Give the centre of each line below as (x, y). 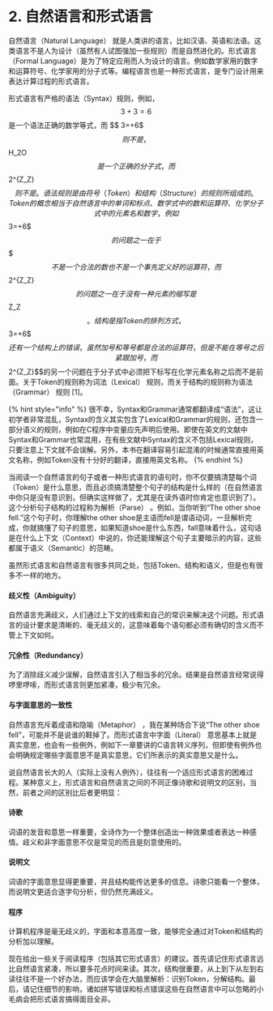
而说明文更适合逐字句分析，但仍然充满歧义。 (83, 891)
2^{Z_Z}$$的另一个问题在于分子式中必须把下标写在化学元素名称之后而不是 (132, 371)
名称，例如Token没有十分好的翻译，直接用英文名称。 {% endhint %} (129, 459)
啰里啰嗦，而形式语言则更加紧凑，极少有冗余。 (86, 685)
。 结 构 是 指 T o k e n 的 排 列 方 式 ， (136, 320)
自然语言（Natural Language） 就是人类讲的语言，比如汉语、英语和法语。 (132, 41)
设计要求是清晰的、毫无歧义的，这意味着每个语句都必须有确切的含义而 (139, 625)
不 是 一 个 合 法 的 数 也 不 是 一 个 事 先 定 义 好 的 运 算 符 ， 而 (136, 267)
